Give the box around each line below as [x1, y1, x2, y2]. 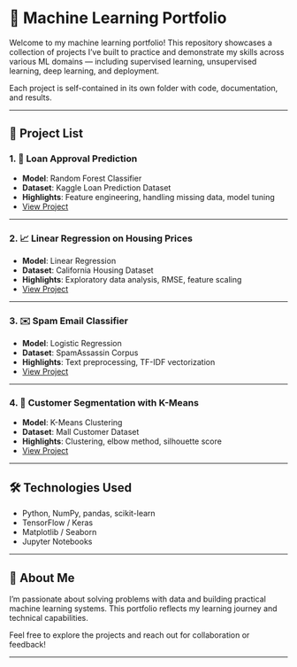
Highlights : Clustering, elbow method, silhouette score [21, 436, 223, 446]
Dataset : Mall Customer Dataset [21, 426, 140, 437]
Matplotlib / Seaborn [21, 527, 97, 538]
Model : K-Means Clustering [21, 416, 123, 428]
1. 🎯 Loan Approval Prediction [9, 152, 138, 165]
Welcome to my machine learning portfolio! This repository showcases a [9, 37, 272, 48]
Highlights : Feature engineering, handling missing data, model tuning [21, 191, 276, 202]
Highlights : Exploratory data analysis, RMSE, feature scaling [21, 274, 242, 284]
